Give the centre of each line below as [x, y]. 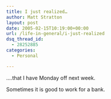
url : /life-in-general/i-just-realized [56, 34]
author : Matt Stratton [34, 17]
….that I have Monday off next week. [51, 78]
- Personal [25, 56]
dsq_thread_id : [25, 39]
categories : [21, 50]
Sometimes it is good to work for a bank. [56, 89]
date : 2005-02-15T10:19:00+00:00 [47, 28]
